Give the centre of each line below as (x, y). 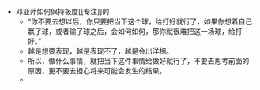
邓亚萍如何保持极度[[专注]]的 (62, 11)
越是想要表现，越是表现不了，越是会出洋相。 (100, 51)
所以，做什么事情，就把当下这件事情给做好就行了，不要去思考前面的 (138, 61)
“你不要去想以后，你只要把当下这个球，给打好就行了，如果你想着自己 (140, 21)
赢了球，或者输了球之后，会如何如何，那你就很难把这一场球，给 (131, 31)
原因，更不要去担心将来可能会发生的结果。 (97, 71)
